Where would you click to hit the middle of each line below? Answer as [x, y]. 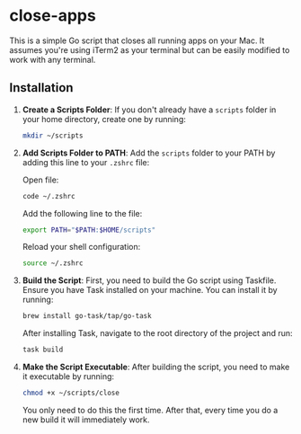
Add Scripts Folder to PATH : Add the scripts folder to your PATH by [149, 153]
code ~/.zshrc [49, 196]
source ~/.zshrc [53, 263]
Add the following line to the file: [82, 213]
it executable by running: [68, 376]
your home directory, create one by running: [104, 119]
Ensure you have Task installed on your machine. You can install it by [150, 290]
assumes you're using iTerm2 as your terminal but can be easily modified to [150, 49]
